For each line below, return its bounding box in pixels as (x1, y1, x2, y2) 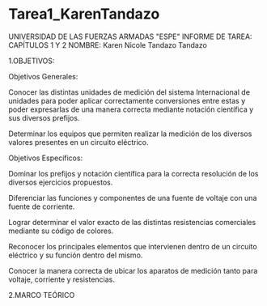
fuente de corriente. (8, 202, 75, 211)
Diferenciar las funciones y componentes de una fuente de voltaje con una (8, 193, 257, 202)
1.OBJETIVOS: (8, 56, 55, 66)
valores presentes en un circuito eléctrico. (8, 137, 149, 147)
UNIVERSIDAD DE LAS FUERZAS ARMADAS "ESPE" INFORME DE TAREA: (8, 32, 252, 41)
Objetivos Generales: (8, 71, 78, 81)
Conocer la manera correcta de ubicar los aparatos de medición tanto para (8, 266, 258, 275)
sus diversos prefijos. (8, 113, 80, 122)
